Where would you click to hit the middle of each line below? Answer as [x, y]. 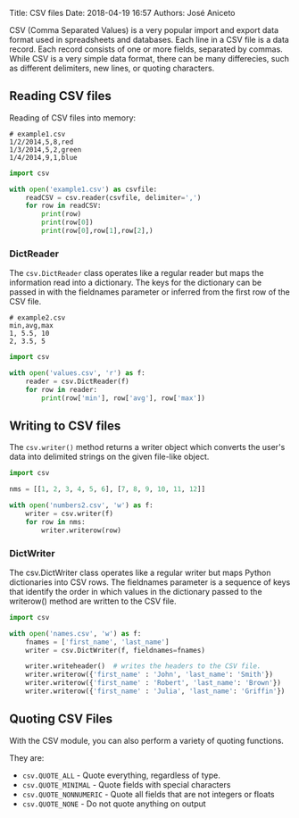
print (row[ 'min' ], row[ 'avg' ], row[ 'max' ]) [123, 398]
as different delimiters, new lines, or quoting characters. [112, 68]
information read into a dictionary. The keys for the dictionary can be [136, 283]
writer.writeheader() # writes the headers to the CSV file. [143, 666]
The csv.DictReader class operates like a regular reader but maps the [137, 273]
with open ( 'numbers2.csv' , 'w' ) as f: [81, 505]
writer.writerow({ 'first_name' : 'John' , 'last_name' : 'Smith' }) [149, 675]
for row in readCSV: [63, 206]
